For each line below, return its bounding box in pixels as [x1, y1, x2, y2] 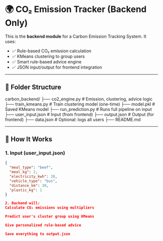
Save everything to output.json [5, 231, 70, 236]
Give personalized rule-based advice [5, 223, 81, 228]
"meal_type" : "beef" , [9, 165, 53, 170]
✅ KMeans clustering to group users [12, 53, 85, 59]
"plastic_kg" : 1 [9, 187, 42, 193]
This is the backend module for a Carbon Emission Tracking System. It [5, 33, 147, 39]
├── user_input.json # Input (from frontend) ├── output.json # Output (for [5, 111, 154, 117]
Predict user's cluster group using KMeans [5, 214, 95, 219]
